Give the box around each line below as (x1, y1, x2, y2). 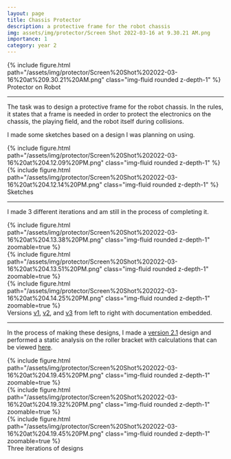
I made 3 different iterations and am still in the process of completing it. (7, 208, 209, 215)
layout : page (7, 10, 45, 17)
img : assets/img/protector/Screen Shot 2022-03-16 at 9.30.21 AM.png (7, 29, 211, 36)
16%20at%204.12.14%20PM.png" (7, 180, 102, 189)
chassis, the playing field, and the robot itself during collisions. (7, 118, 184, 125)
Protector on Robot (7, 83, 61, 91)
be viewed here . (7, 343, 53, 351)
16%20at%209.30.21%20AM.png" (7, 76, 104, 83)
